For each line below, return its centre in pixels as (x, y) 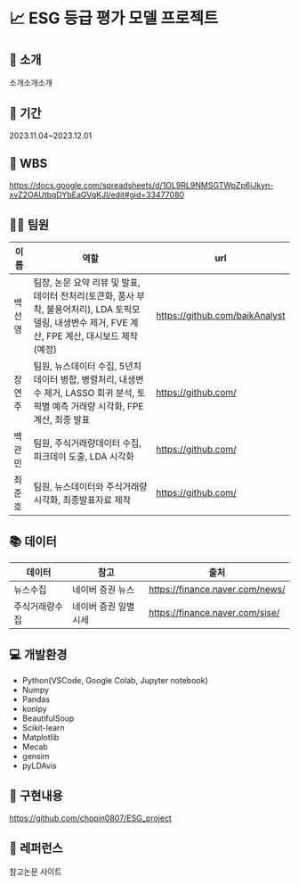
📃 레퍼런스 (36, 848)
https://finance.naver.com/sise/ (214, 613)
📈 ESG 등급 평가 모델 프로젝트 (114, 18)
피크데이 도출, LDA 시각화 (84, 457)
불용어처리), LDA (80, 310)
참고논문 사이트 (36, 872)
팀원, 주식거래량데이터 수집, (88, 443)
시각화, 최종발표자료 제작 (82, 500)
